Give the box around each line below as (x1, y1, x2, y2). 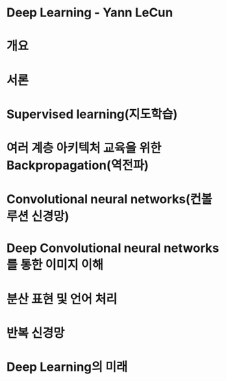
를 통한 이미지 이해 (6, 257, 103, 273)
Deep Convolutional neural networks (6, 240, 220, 256)
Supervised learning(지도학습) (6, 106, 178, 122)
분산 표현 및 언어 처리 (6, 291, 118, 307)
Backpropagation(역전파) (6, 157, 149, 173)
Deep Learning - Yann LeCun (6, 5, 173, 21)
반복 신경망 (6, 325, 65, 340)
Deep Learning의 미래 (6, 359, 128, 375)
